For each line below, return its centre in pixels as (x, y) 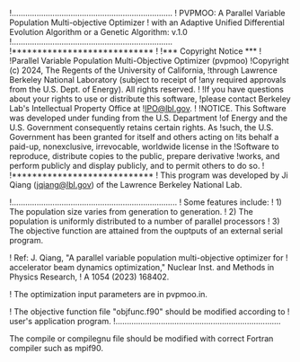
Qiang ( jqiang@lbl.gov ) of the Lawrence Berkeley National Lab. (126, 185)
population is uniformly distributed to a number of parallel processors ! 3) (145, 221)
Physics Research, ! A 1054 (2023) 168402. (89, 277)
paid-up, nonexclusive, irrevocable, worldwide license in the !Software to (144, 146)
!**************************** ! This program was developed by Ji (149, 175)
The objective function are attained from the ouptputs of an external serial (146, 231)
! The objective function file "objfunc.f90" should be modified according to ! (150, 312)
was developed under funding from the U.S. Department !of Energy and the (149, 118)
